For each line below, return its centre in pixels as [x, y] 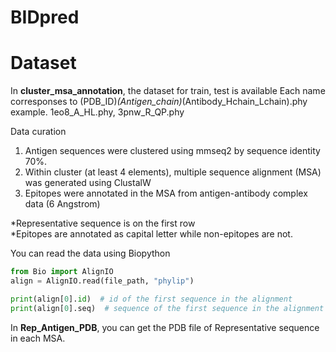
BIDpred [45, 17]
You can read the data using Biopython [90, 253]
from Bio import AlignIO [62, 272]
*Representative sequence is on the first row [103, 223]
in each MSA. [38, 338]
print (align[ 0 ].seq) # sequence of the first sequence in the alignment [167, 308]
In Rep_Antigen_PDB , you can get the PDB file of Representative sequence [165, 327]
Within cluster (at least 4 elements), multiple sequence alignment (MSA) [173, 172]
